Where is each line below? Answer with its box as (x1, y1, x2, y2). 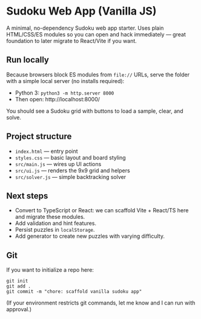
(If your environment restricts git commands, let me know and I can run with (6, 299, 196, 307)
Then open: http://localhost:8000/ (15, 95, 100, 102)
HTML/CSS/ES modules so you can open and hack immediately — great (6, 30, 186, 38)
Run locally (6, 55, 50, 65)
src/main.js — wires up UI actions (15, 160, 102, 167)
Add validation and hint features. (15, 220, 97, 227)
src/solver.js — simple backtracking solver (15, 173, 126, 180)
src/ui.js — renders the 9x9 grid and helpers (15, 167, 130, 174)
